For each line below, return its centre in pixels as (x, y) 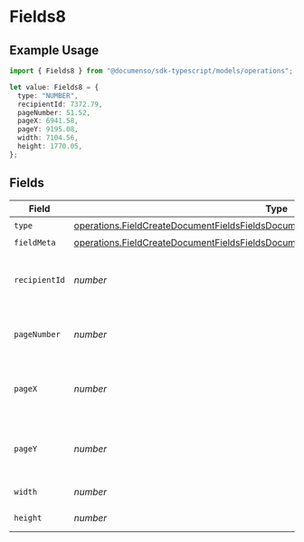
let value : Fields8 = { (54, 87)
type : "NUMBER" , (48, 96)
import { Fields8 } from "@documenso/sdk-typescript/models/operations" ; (152, 71)
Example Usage (54, 50)
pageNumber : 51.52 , (54, 112)
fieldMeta (35, 242)
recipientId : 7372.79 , (60, 104)
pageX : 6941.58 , (48, 121)
